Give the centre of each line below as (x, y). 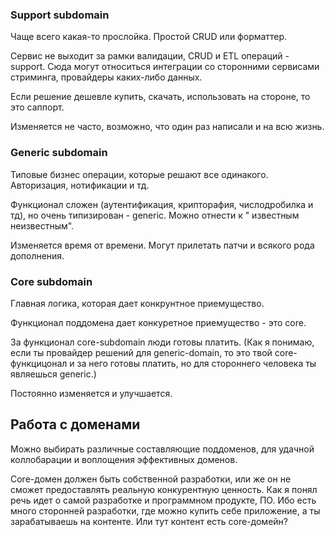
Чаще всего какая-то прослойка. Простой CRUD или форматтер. (149, 37)
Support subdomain (60, 15)
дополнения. (37, 255)
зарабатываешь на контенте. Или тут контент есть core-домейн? (149, 521)
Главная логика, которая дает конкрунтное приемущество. (137, 303)
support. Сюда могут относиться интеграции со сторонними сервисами (165, 67)
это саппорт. (37, 107)
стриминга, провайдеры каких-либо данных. (106, 77)
